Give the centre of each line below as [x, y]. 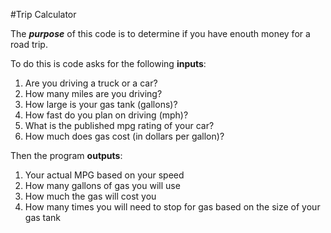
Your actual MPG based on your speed [104, 175]
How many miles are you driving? [93, 93]
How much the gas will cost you [90, 196]
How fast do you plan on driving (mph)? [106, 115]
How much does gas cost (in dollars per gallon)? [124, 136]
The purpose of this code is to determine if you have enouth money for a [160, 33]
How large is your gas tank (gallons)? [101, 104]
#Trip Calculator [43, 14]
